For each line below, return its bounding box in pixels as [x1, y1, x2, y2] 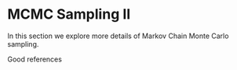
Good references [7, 54, 62, 64]
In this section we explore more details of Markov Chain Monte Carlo [7, 31, 229, 40]
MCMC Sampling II [7, 5, 131, 23]
